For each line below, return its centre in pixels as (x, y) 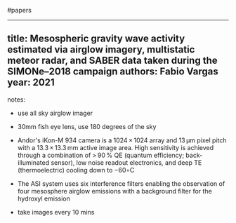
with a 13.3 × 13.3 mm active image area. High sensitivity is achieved (116, 147)
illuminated (33, 162)
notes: (17, 99)
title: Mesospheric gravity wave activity (96, 39)
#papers (19, 10)
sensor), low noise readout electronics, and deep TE (126, 162)
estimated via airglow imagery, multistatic (101, 49)
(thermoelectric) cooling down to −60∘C (76, 170)
